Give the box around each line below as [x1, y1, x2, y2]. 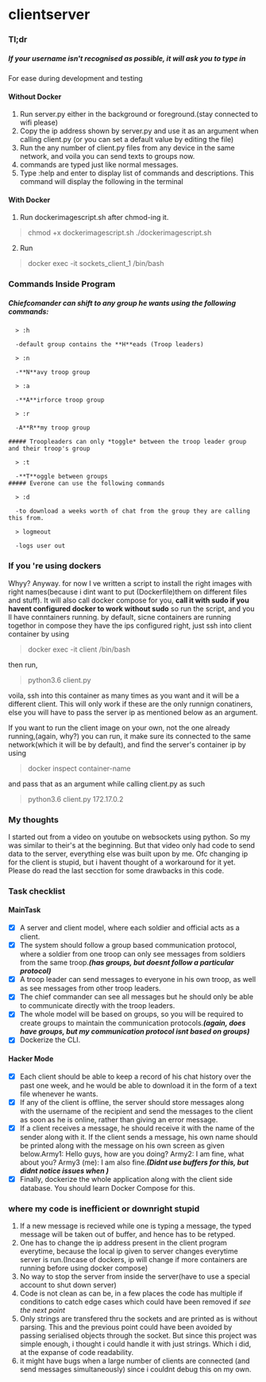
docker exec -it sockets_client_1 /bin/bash [27, 259, 164, 268]
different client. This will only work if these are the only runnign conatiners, [8, 699, 253, 708]
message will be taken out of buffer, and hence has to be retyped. [19, 1230, 236, 1239]
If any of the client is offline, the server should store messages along [19, 1097, 245, 1107]
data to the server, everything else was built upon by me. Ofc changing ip [8, 849, 249, 858]
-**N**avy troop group [15, 368, 91, 376]
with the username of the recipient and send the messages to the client [19, 1106, 253, 1116]
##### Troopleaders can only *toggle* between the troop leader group [8, 438, 247, 446]
